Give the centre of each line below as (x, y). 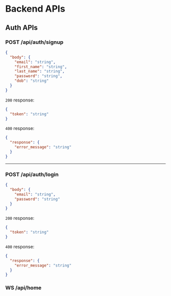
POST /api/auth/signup (34, 42)
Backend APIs (35, 9)
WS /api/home (23, 288)
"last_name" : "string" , (40, 72)
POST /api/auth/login (32, 174)
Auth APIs (22, 28)
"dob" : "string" (32, 81)
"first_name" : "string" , (41, 67)
